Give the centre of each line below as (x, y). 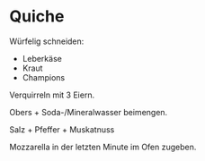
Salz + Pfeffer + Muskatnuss (62, 129)
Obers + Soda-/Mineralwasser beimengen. (89, 112)
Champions (44, 77)
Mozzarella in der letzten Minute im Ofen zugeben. (103, 147)
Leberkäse (42, 58)
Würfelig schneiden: (47, 41)
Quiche (37, 17)
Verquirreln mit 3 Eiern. (52, 95)
